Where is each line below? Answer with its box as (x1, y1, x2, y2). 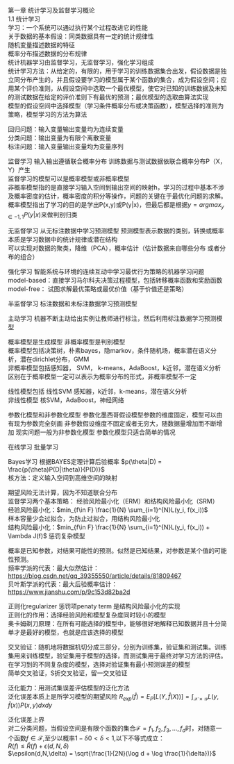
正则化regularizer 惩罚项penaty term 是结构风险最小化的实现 (8, 601, 181, 610)
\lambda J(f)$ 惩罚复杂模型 (8, 531, 85, 540)
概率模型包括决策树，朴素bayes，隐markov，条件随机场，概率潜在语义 (8, 346, 211, 354)
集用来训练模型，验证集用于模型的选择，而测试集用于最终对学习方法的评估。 (8, 651, 227, 660)
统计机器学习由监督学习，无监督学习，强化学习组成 (8, 58, 154, 66)
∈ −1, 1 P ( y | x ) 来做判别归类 (8, 210, 78, 220)
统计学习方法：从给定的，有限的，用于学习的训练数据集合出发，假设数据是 (8, 67, 221, 75)
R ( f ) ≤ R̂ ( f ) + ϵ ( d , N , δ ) (8, 742, 69, 750)
